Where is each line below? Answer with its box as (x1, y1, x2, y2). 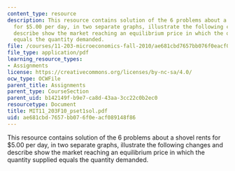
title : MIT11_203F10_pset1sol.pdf (7, 107, 108, 114)
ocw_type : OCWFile (7, 75, 61, 82)
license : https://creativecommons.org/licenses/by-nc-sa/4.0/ (7, 68, 192, 75)
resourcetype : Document (7, 101, 77, 108)
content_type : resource (7, 10, 77, 17)
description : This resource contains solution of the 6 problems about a (7, 17, 227, 24)
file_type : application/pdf (7, 50, 90, 57)
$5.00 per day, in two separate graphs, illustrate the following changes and (7, 140, 224, 149)
